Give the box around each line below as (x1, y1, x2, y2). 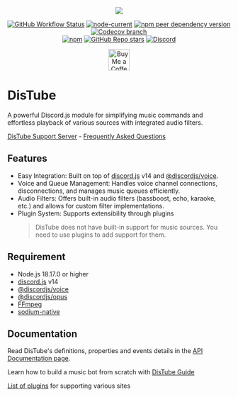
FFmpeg (17, 300, 42, 308)
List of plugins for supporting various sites (7, 381, 131, 390)
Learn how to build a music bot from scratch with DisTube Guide (7, 368, 195, 376)
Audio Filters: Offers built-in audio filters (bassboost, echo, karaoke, (17, 194, 216, 202)
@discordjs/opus (17, 292, 68, 301)
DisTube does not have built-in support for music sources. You (35, 223, 218, 231)
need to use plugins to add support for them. (35, 230, 166, 239)
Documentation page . (7, 354, 71, 363)
